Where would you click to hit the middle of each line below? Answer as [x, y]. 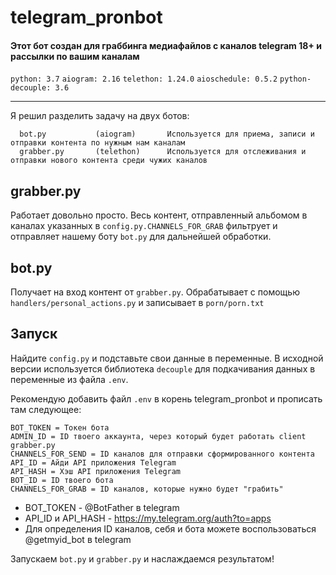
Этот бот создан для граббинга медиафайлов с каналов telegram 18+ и [166, 45]
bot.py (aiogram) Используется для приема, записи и [167, 134]
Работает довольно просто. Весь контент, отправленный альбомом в [159, 215]
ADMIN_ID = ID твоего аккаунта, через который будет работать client [158, 436]
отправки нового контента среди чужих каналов [109, 161]
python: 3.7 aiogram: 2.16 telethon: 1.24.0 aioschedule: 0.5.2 [144, 79]
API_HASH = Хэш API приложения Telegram [96, 471]
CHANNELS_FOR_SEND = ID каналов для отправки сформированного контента [162, 454]
